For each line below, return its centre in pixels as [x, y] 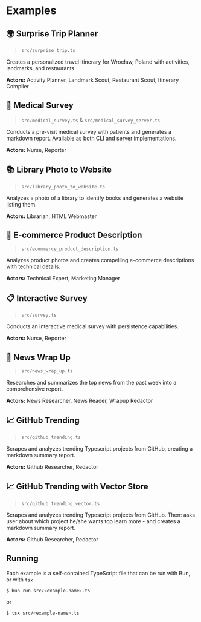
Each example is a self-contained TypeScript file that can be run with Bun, [98, 573]
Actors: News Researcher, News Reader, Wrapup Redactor [80, 401]
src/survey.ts [39, 316]
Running [23, 559]
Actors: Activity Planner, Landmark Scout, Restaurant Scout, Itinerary [93, 80]
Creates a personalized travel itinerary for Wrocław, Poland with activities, [98, 62]
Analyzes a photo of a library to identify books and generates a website [95, 198]
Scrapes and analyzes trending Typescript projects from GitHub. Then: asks [101, 515]
